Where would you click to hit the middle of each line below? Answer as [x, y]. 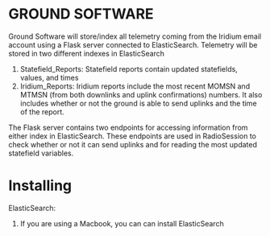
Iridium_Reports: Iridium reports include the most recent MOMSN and [135, 86]
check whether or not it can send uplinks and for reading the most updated [133, 144]
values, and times [49, 77]
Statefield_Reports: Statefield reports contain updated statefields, [129, 68]
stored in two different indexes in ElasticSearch [87, 53]
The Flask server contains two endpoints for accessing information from [128, 127]
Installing [40, 186]
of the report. [42, 112]
